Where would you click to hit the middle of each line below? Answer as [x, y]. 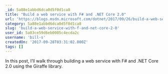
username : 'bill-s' [25, 38]
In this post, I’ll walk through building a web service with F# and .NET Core [82, 61]
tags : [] [14, 47]
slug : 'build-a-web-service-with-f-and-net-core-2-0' [62, 28]
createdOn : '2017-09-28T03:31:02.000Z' [47, 42]
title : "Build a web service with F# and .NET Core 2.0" [66, 14]
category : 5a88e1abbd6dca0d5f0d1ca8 [43, 24]
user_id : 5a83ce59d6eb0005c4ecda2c [42, 33]
